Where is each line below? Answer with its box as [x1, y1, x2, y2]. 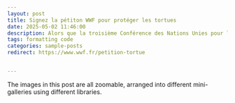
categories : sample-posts [7, 42, 83, 49]
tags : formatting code [7, 36, 73, 43]
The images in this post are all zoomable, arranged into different [7, 80, 192, 88]
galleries [7, 88, 32, 96]
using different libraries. [33, 88, 102, 96]
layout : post [7, 10, 45, 17]
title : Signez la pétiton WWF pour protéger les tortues [7, 17, 177, 24]
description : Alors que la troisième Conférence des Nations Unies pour [7, 29, 224, 37]
